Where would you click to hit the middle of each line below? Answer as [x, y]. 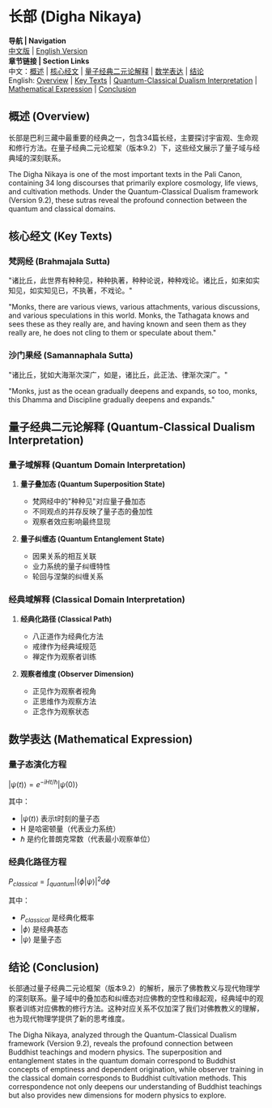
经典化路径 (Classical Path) [66, 619]
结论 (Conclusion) [54, 967]
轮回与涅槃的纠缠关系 [68, 577]
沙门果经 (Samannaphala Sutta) [71, 356]
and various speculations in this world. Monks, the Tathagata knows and [129, 316]
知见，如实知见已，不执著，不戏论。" [70, 291]
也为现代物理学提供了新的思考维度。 [69, 1019]
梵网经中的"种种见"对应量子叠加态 [89, 501]
